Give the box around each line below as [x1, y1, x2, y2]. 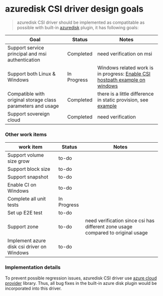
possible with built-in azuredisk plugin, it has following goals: [16, 24, 139, 30]
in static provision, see [97, 96, 149, 103]
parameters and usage [7, 102, 59, 109]
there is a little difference [97, 90, 154, 97]
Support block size [7, 166, 50, 173]
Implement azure [7, 237, 46, 244]
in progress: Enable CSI [97, 70, 151, 77]
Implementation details [5, 264, 61, 271]
